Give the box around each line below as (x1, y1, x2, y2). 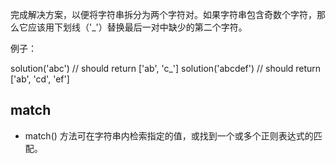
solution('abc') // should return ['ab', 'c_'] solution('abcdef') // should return (10, 63, 322, 74)
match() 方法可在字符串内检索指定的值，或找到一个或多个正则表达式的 (24, 129, 314, 142)
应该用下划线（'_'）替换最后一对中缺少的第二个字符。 (27, 21, 248, 33)
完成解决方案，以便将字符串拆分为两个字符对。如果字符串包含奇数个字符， (10, 9, 317, 20)
